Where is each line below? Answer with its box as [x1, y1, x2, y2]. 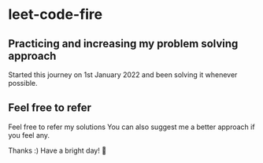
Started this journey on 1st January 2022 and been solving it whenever [8, 70, 238, 80]
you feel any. [8, 130, 50, 139]
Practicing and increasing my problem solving [8, 37, 239, 50]
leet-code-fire [8, 6, 103, 24]
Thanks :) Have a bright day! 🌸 [8, 146, 107, 155]
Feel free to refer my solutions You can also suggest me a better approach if [8, 122, 255, 132]
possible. [8, 79, 38, 87]
